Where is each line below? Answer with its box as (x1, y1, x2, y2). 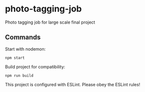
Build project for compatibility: (5, 64, 65, 69)
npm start (5, 55, 25, 60)
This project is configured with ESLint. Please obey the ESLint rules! (5, 81, 141, 87)
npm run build (5, 73, 34, 78)
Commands (5, 33, 41, 41)
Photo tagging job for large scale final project (5, 19, 96, 25)
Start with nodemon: (5, 46, 46, 52)
